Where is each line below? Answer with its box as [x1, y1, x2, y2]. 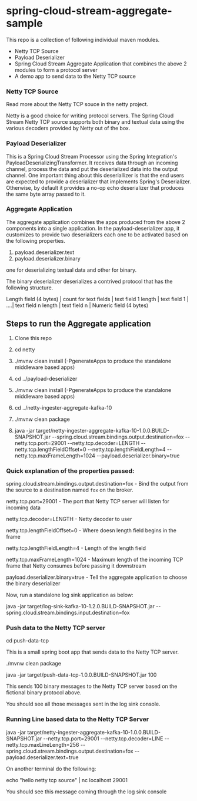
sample [6, 17, 43, 30]
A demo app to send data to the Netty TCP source [14, 72, 136, 80]
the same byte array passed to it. [6, 190, 86, 197]
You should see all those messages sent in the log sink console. [6, 700, 161, 708]
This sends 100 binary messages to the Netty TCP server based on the [6, 683, 178, 690]
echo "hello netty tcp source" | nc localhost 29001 [6, 776, 128, 783]
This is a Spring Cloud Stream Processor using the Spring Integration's [6, 153, 178, 160]
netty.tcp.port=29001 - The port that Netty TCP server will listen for [6, 497, 169, 505]
